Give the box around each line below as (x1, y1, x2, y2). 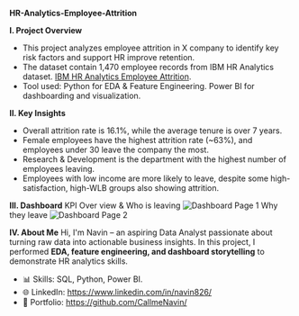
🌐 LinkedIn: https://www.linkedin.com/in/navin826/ (22, 287, 213, 297)
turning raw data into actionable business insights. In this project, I (9, 237, 256, 247)
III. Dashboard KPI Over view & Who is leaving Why (9, 200, 278, 211)
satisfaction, (22, 183, 68, 193)
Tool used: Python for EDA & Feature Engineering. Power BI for (22, 81, 255, 91)
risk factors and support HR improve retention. (22, 52, 195, 62)
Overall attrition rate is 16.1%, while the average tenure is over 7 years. (22, 125, 283, 136)
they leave (9, 210, 48, 220)
